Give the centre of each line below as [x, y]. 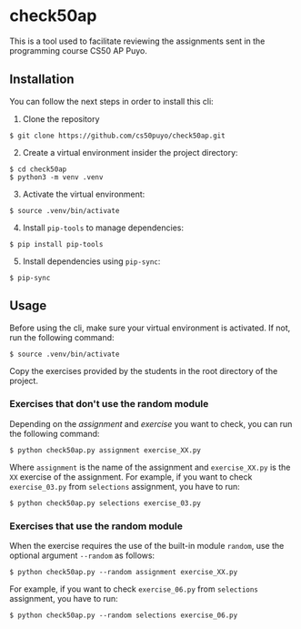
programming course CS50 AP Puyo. [78, 50]
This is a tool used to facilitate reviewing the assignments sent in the [137, 41]
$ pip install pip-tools [56, 244]
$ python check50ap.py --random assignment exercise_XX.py [124, 573]
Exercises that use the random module [96, 526]
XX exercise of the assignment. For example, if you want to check [131, 477]
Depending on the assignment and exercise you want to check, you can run [151, 423]
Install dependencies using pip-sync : [91, 261]
